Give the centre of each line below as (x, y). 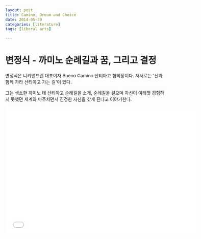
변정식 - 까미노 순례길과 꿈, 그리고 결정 (81, 61)
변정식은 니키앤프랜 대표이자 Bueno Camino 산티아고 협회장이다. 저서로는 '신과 (84, 76)
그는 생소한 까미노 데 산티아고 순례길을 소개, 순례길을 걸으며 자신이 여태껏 (78, 93)
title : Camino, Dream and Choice (41, 15)
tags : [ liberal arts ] (28, 29)
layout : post (19, 10)
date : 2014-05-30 (24, 19)
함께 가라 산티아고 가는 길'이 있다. (39, 82)
